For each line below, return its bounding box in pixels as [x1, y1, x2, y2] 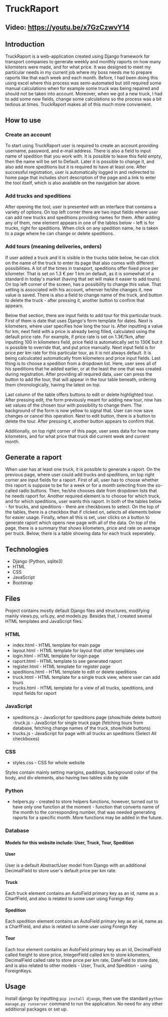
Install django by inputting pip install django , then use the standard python [5, 995, 163, 1001]
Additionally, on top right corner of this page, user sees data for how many [5, 428, 159, 434]
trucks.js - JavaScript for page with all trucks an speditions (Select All [12, 730, 157, 736]
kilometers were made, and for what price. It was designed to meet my [5, 64, 151, 70]
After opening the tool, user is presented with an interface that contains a [5, 204, 156, 210]
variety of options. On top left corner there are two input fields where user [5, 209, 158, 215]
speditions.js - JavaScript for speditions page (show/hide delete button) [12, 714, 161, 720]
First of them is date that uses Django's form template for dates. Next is [5, 318, 153, 324]
